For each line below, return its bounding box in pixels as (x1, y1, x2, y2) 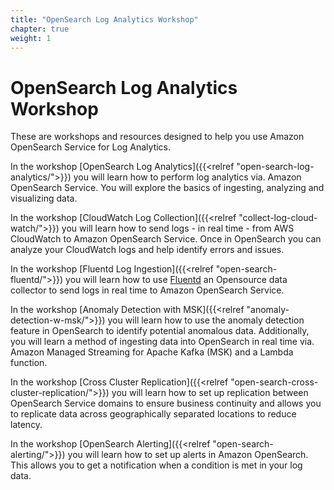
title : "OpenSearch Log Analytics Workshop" (10, 14, 199, 25)
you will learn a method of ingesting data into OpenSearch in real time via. (10, 336, 315, 348)
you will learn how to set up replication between (111, 387, 309, 399)
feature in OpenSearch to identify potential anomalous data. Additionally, (10, 325, 310, 337)
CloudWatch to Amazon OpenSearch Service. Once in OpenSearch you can (10, 233, 322, 245)
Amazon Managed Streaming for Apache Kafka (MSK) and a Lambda (10, 346, 294, 358)
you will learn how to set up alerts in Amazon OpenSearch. (67, 449, 309, 461)
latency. (10, 419, 43, 431)
